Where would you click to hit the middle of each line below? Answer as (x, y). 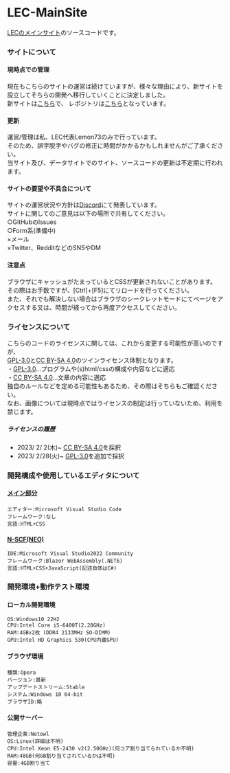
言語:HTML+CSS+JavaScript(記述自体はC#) (62, 568)
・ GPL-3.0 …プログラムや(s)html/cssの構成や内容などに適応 (91, 368)
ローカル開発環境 (31, 604)
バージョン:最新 (27, 680)
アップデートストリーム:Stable (46, 687)
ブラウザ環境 (25, 656)
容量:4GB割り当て (28, 763)
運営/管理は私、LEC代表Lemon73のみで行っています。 (84, 137)
